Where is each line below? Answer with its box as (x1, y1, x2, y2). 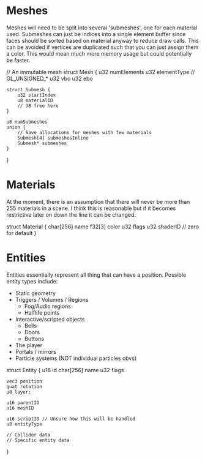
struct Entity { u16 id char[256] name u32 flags (6, 366, 124, 373)
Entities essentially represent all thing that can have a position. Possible (6, 271, 187, 279)
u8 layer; (6, 389, 32, 395)
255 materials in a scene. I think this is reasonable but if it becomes (6, 204, 176, 212)
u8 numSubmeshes (6, 119, 48, 125)
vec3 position (6, 378, 43, 384)
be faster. (6, 56, 31, 64)
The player (15, 341, 43, 349)
